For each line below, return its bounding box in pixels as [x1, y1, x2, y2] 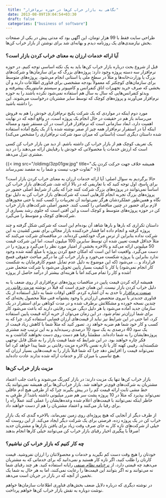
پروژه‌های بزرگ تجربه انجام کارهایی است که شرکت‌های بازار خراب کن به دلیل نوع [5, 191, 155, 197]
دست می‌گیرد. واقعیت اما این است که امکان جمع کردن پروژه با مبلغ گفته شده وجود [5, 248, 158, 254]
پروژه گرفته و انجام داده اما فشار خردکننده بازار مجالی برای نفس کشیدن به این [5, 227, 150, 233]
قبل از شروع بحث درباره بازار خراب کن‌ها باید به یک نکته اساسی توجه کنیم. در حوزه [5, 63, 158, 69]
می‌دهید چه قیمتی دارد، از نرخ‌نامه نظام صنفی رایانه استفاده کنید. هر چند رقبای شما [5, 462, 157, 468]
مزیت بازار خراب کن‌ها [5, 365, 53, 372]
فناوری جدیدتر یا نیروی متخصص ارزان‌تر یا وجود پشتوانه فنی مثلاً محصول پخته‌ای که [5, 295, 157, 300]
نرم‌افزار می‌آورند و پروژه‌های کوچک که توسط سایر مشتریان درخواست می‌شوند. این [5, 95, 159, 101]
